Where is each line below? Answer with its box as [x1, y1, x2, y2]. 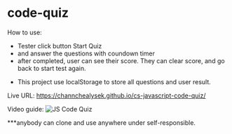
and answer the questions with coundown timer [17, 49, 156, 58]
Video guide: [7, 105, 44, 113]
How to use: [7, 28, 42, 36]
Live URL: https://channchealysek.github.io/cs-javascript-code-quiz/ [7, 91, 206, 100]
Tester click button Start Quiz [17, 41, 102, 50]
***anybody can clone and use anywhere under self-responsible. [7, 118, 196, 127]
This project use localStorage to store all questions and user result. [17, 77, 212, 86]
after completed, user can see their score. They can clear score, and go [17, 56, 226, 65]
